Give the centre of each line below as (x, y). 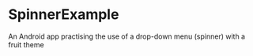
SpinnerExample (64, 15)
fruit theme (26, 44)
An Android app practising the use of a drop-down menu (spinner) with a (127, 36)
